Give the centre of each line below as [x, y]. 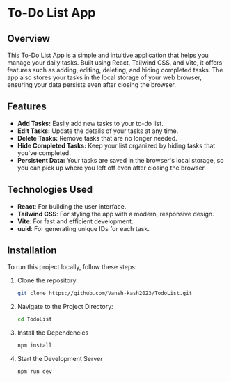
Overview [29, 39]
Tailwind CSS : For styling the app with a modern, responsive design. [115, 214]
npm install [34, 346]
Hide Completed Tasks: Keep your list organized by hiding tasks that [116, 145]
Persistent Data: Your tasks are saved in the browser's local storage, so [120, 160]
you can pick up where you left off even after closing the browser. [112, 168]
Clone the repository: [48, 280]
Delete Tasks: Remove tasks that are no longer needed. [97, 138]
